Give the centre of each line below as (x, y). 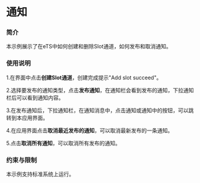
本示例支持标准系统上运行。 (40, 174)
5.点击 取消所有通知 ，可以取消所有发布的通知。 (63, 143)
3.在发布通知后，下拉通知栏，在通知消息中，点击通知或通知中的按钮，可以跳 (100, 110)
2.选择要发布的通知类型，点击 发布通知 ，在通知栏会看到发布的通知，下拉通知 (100, 90)
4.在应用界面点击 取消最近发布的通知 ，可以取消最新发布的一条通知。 (90, 130)
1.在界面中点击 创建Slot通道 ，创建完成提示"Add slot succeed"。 (84, 77)
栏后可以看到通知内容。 (35, 97)
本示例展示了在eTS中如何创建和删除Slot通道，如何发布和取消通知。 (89, 46)
